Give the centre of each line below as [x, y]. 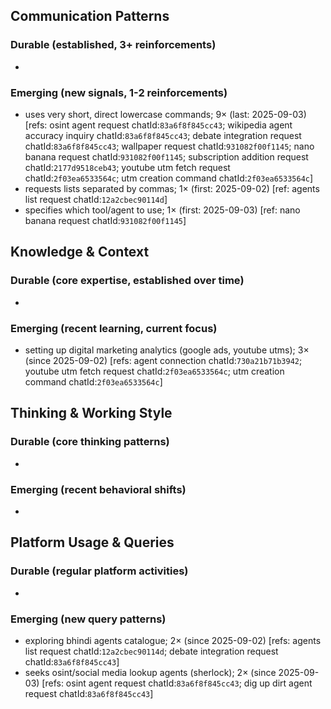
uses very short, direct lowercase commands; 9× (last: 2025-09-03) [165, 114]
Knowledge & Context [80, 252]
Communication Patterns [90, 16]
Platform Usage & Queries [92, 542]
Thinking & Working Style [91, 413]
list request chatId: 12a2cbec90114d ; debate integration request [151, 651]
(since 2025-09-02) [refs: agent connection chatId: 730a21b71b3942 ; [163, 360]
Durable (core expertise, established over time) [127, 281]
